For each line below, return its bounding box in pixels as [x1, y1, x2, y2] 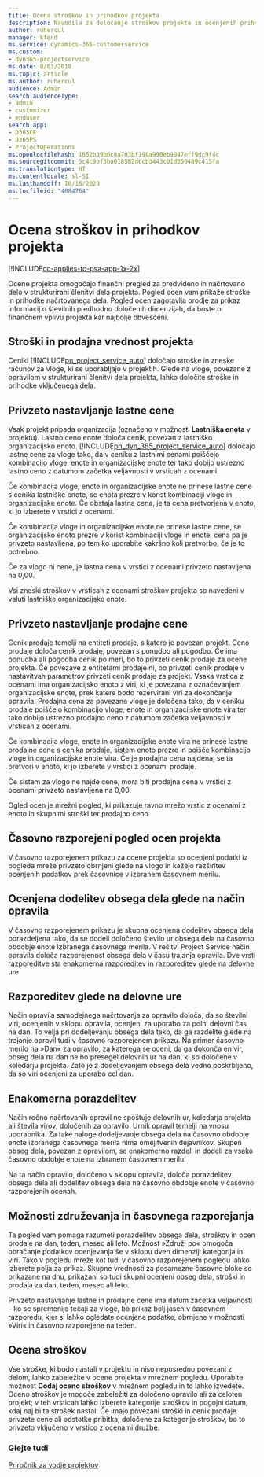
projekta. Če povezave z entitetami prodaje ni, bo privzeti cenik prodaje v [8, 663, 245, 672]
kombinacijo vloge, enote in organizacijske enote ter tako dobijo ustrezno [8, 458, 245, 468]
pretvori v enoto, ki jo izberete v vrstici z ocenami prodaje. [8, 762, 196, 771]
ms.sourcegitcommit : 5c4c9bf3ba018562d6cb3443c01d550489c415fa [8, 158, 220, 166]
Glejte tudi [8, 1442, 49, 1453]
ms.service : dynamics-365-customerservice [8, 41, 149, 49]
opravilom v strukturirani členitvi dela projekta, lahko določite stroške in [8, 373, 240, 382]
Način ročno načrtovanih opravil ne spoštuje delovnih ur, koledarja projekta [8, 1113, 251, 1122]
